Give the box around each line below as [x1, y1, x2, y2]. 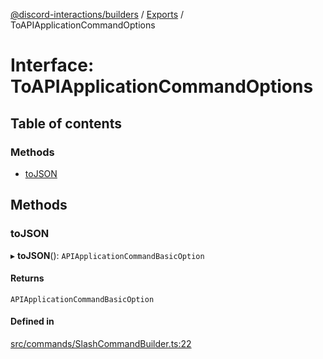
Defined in [10, 315, 55, 328]
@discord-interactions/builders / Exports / [10, 9, 185, 20]
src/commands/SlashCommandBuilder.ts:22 [10, 337, 192, 349]
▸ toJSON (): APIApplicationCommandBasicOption [10, 249, 205, 261]
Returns [10, 272, 45, 284]
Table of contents [10, 115, 122, 132]
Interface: [10, 54, 95, 77]
